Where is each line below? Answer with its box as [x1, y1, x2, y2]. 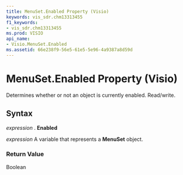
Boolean [6, 163, 26, 170]
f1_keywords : [6, 19, 38, 25]
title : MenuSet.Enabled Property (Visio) [6, 8, 109, 15]
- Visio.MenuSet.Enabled [6, 42, 67, 48]
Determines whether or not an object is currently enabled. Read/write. [6, 92, 176, 99]
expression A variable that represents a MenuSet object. [6, 136, 143, 143]
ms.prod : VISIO [6, 31, 44, 36]
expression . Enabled [6, 124, 58, 131]
